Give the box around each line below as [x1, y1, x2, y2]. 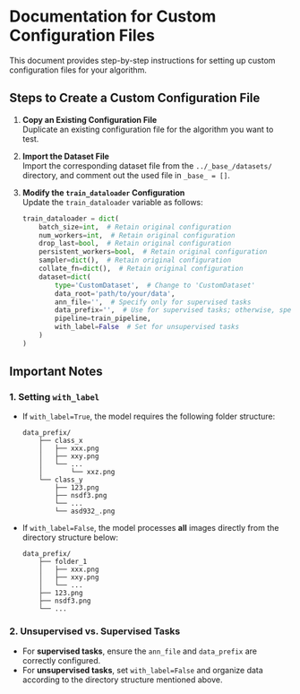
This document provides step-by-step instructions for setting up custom [9, 55, 276, 65]
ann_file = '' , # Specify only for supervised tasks [55, 298, 252, 307]
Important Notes [9, 364, 103, 379]
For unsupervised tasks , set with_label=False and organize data [21, 664, 264, 675]
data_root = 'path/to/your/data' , [55, 289, 176, 298]
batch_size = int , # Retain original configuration [39, 222, 232, 231]
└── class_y [39, 475, 83, 485]
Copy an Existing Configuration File [21, 114, 158, 125]
